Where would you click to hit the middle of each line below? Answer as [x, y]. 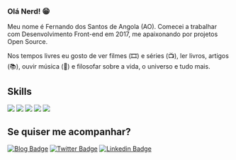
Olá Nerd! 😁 [29, 11]
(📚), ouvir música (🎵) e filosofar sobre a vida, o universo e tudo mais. [109, 67]
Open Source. [28, 42]
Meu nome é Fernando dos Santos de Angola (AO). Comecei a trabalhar [112, 27]
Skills [19, 91]
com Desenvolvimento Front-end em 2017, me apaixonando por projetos [113, 34]
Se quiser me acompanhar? [69, 131]
